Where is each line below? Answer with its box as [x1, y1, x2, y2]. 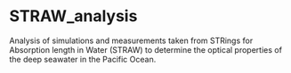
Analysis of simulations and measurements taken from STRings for [9, 35, 254, 46]
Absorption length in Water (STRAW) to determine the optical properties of [9, 44, 283, 55]
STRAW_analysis [9, 6, 138, 26]
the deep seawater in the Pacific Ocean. [9, 54, 157, 64]
